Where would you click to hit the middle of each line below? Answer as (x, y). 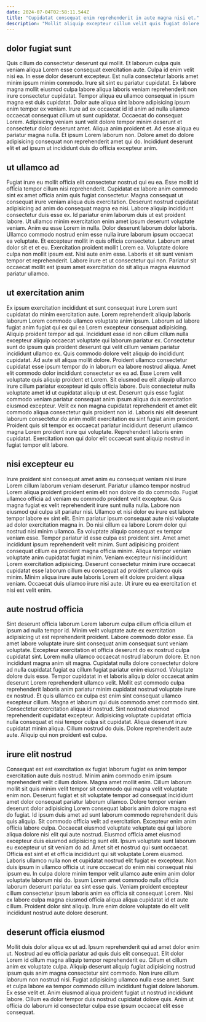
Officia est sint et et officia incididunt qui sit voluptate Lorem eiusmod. (95, 854)
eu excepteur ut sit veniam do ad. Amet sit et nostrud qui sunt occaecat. (98, 847)
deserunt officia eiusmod (56, 932)
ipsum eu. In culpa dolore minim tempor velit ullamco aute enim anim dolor (101, 874)
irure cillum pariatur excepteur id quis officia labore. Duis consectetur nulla (101, 386)
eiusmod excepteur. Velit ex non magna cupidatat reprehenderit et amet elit (102, 406)
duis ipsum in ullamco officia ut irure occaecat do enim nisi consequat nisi (100, 867)
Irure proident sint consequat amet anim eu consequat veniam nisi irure (97, 479)
